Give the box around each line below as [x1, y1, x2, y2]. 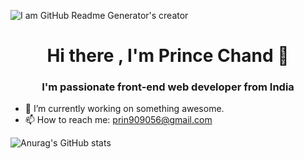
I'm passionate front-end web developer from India [41, 80, 295, 94]
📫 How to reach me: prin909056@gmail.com [24, 114, 213, 126]
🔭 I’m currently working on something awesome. [24, 103, 225, 115]
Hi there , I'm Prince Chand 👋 [46, 45, 290, 67]
